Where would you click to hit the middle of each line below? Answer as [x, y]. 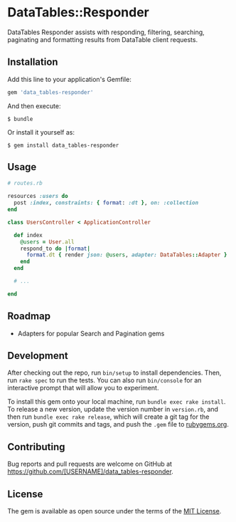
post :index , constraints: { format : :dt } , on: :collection [106, 203]
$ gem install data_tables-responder [63, 145]
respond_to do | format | [55, 249]
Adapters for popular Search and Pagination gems [91, 333]
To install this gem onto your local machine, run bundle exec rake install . [117, 402]
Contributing [36, 447]
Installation [33, 62]
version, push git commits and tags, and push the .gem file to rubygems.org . [118, 424]
